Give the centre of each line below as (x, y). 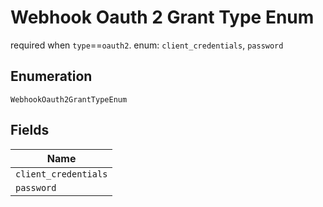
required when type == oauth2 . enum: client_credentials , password (147, 45)
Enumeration (51, 76)
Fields (30, 130)
